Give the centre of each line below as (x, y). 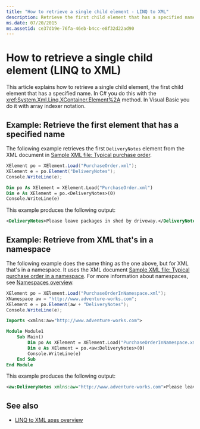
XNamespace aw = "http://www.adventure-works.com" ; (71, 299)
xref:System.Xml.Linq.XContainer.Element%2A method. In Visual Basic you (98, 100)
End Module (20, 365)
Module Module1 (25, 332)
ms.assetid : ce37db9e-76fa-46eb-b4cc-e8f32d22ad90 (70, 28)
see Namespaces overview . (40, 282)
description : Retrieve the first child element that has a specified (94, 17)
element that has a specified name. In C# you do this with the (81, 94)
